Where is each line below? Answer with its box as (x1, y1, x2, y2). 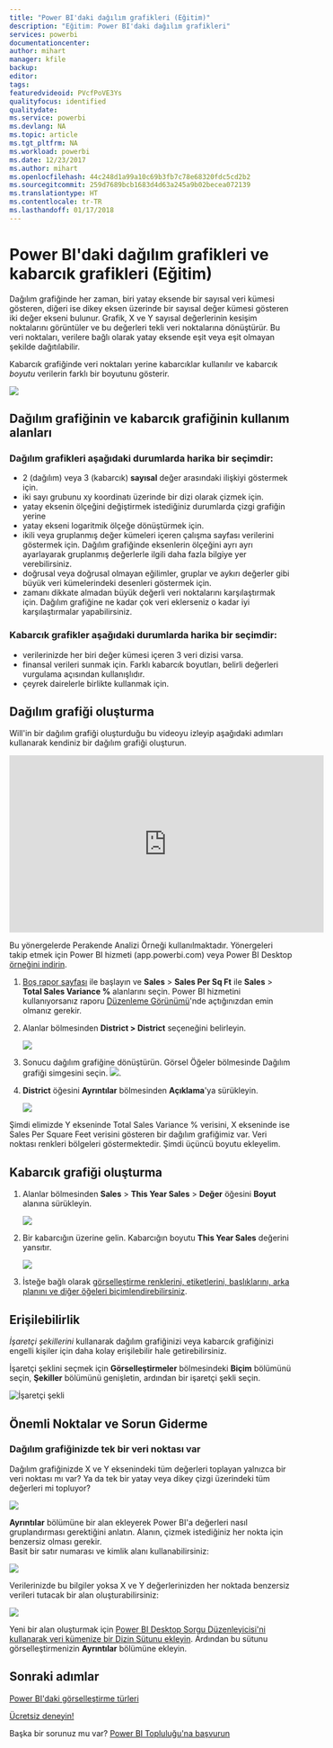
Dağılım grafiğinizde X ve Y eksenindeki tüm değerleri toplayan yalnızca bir (9, 1464, 286, 1474)
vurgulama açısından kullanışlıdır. (22, 668, 145, 680)
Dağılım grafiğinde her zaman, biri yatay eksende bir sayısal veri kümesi (9, 293, 276, 304)
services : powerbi (9, 30, 78, 39)
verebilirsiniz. (22, 559, 72, 570)
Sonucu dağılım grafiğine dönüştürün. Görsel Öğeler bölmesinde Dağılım (22, 1057, 291, 1068)
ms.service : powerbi (9, 113, 87, 122)
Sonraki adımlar (9, 1669, 100, 1684)
